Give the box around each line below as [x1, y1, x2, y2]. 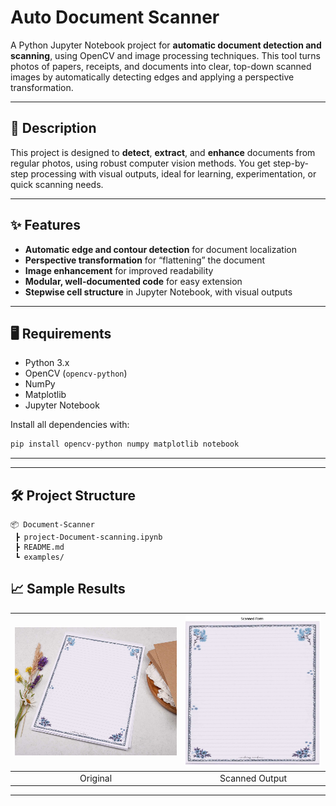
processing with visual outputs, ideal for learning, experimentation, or [30, 167, 317, 180]
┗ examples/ [14, 552, 65, 563]
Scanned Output [219, 772, 288, 784]
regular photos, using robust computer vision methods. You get [10, 157, 271, 169]
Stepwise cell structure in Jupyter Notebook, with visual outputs [24, 286, 293, 298]
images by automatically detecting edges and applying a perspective [10, 71, 295, 83]
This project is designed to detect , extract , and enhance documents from [10, 146, 316, 158]
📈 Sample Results [10, 581, 126, 598]
